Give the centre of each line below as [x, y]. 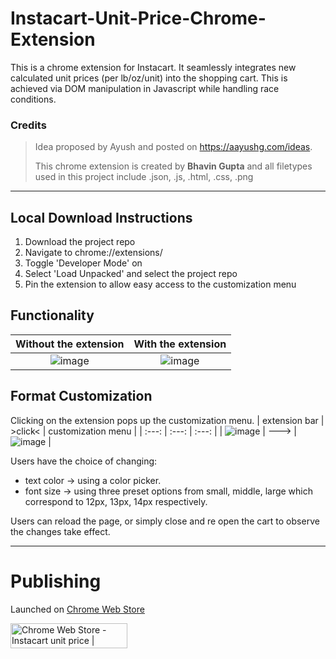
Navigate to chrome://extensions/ [93, 253]
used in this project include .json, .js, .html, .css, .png [144, 177]
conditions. [33, 99]
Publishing [56, 581]
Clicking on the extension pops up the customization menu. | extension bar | [167, 420]
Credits [28, 125]
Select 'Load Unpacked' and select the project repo [131, 274]
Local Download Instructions [101, 217]
